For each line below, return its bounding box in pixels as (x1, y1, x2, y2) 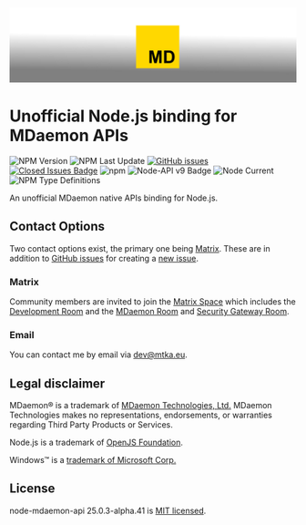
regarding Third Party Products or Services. (9, 419, 173, 430)
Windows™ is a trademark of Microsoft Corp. (9, 455, 177, 466)
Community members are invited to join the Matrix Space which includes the (9, 295, 296, 307)
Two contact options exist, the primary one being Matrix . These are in (9, 242, 270, 253)
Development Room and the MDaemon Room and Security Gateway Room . (9, 305, 290, 316)
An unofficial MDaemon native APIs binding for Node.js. (9, 192, 219, 203)
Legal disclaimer (9, 376, 106, 391)
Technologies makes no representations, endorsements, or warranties (9, 409, 273, 421)
